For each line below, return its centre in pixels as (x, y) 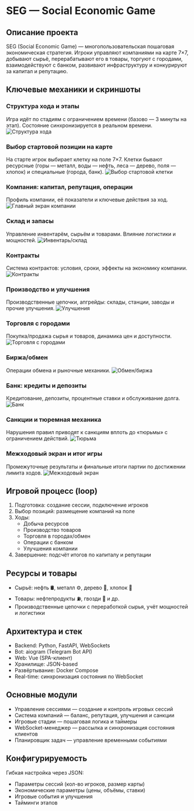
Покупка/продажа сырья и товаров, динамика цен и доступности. (89, 336)
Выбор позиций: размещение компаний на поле (75, 511)
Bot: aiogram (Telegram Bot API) (53, 652)
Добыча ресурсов (46, 524)
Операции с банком (48, 542)
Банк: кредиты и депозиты (46, 386)
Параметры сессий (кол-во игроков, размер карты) (79, 784)
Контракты (23, 255)
